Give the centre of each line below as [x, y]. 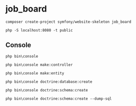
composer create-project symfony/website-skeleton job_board [68, 22]
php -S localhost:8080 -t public [39, 30]
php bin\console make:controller [39, 65]
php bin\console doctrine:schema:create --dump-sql [59, 98]
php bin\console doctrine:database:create [49, 82]
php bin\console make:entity [35, 73]
